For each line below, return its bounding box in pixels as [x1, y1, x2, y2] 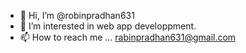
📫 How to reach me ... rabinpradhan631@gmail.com [19, 31, 237, 43]
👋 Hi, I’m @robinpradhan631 [19, 10, 135, 21]
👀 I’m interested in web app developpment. [19, 20, 197, 32]
